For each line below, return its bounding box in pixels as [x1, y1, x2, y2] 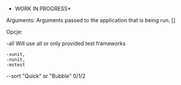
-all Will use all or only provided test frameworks [6, 40, 126, 47]
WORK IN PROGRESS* [14, 5, 71, 12]
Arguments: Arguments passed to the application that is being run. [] [6, 17, 176, 23]
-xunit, [6, 51, 26, 57]
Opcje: [6, 28, 23, 35]
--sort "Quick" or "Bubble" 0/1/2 [6, 72, 86, 80]
